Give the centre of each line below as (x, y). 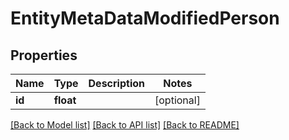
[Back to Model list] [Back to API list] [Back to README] (125, 125)
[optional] (177, 100)
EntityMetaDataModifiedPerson (145, 18)
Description (116, 83)
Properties (44, 55)
